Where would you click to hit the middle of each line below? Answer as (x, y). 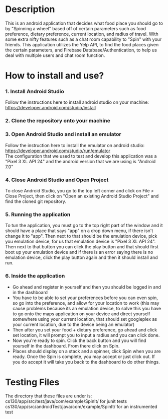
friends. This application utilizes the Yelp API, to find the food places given (82, 44)
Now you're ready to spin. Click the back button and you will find (79, 340)
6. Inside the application (35, 276)
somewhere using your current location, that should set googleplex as (85, 319)
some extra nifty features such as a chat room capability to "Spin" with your (83, 39)
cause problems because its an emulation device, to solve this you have (87, 308)
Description (30, 9)
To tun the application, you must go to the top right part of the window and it (84, 226)
